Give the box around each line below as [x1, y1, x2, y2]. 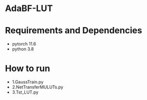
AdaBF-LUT [5, 3, 53, 14]
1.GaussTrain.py [12, 79, 44, 85]
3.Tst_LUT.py [12, 89, 39, 95]
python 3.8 [12, 46, 34, 52]
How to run [5, 63, 50, 74]
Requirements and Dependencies [5, 25, 142, 36]
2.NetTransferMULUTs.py [12, 84, 64, 90]
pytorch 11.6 [12, 41, 36, 47]
